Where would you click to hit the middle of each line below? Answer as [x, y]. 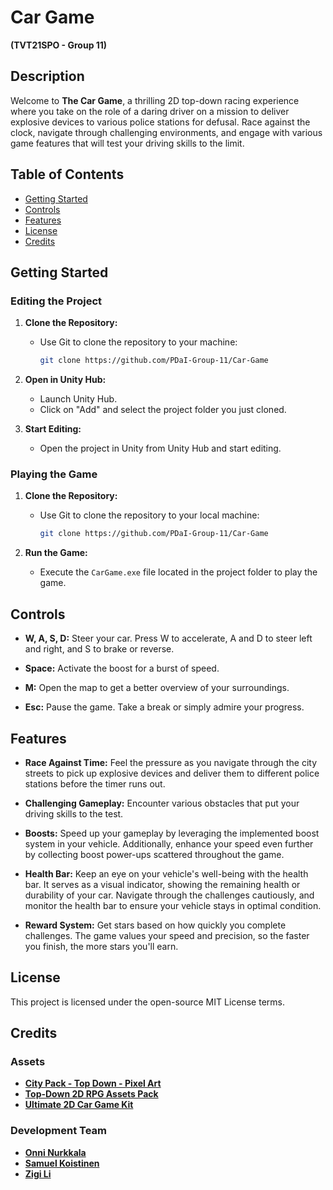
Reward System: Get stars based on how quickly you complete [155, 925]
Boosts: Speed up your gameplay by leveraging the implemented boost [172, 833]
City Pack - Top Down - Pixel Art [93, 1083]
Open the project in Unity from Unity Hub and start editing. [160, 448]
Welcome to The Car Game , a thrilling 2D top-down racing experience [155, 100]
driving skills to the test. [74, 813]
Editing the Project [56, 301]
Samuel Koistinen [62, 1163]
